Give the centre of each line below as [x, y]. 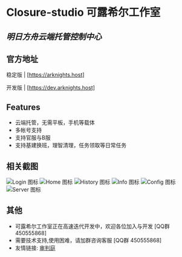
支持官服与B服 [33, 138]
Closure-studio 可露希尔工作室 [83, 12]
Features [23, 107]
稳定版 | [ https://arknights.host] [45, 75]
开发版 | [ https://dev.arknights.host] [51, 88]
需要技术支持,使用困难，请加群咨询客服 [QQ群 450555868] [88, 240]
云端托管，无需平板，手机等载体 [55, 122]
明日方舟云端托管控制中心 [54, 37]
